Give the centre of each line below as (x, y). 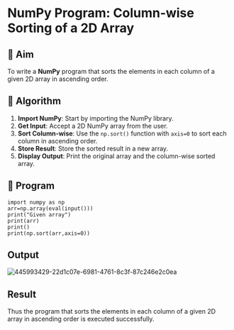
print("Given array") (39, 214)
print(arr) (23, 221)
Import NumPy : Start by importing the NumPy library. (95, 118)
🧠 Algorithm (34, 101)
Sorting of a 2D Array (71, 28)
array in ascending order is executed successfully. (81, 319)
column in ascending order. (57, 141)
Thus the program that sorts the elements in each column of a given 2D (112, 312)
